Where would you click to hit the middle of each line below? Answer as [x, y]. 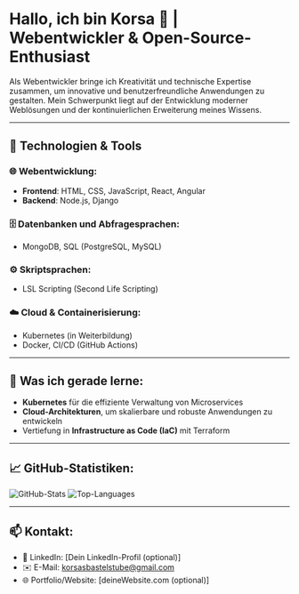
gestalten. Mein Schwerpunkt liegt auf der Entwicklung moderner [129, 100]
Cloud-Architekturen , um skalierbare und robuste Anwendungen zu [147, 412]
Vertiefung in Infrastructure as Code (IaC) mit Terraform [126, 430]
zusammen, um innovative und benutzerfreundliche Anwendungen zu [137, 91]
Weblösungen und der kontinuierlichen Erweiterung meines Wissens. [136, 109]
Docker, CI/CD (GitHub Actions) [80, 345]
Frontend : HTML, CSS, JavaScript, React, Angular [114, 190]
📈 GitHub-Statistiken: [72, 468]
